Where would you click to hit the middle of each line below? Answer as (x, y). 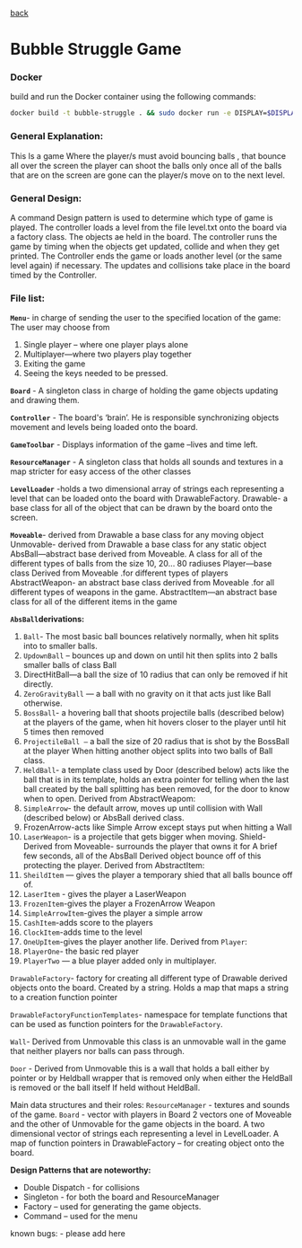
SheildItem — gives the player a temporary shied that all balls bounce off (158, 875)
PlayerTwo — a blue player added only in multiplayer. (120, 961)
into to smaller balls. (60, 646)
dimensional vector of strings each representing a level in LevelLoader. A (145, 1134)
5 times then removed (63, 732)
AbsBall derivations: (47, 620)
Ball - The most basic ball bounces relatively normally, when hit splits (151, 637)
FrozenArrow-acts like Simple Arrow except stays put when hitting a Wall (157, 827)
